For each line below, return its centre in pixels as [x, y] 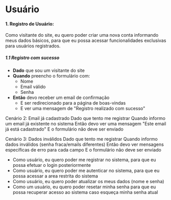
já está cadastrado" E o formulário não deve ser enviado [64, 129]
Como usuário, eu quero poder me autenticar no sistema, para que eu [86, 171]
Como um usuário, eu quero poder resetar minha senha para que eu [84, 187]
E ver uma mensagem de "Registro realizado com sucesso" [83, 109]
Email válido [33, 87]
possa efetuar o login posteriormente [52, 165]
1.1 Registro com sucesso [32, 58]
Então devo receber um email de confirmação [61, 97]
